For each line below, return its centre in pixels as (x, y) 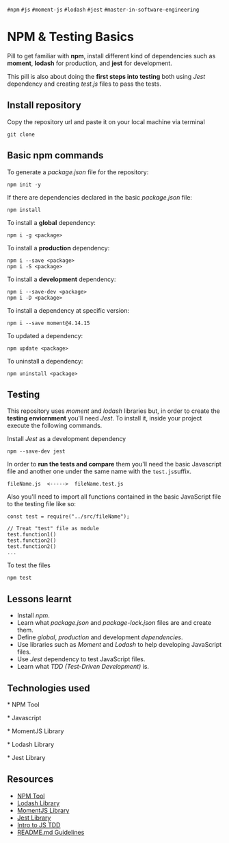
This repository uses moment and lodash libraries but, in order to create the (113, 411)
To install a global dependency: (51, 222)
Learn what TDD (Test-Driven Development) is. (83, 667)
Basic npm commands (55, 155)
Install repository (44, 105)
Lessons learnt (39, 599)
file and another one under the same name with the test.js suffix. (99, 471)
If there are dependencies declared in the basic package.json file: (100, 197)
